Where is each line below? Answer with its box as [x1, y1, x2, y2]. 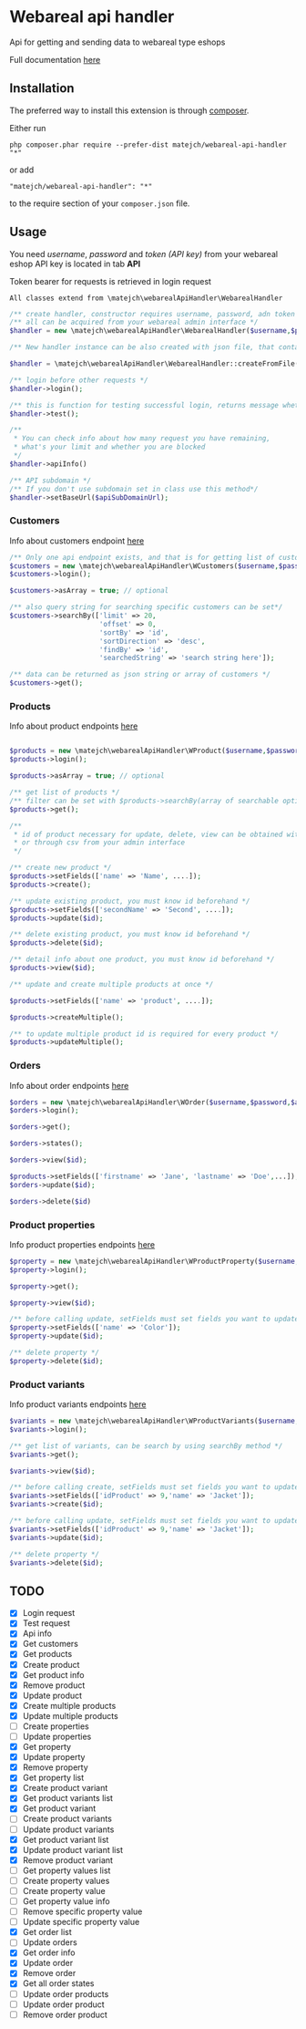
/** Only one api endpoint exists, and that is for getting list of [9, 553, 275, 562]
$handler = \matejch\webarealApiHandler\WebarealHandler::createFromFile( [9, 359, 300, 368]
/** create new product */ [9, 864, 112, 873]
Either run [9, 122, 46, 133]
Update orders [22, 1937, 77, 1948]
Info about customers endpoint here [9, 535, 145, 546]
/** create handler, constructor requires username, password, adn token [9, 309, 296, 318]
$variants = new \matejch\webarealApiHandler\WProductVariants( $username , [9, 1416, 300, 1426]
